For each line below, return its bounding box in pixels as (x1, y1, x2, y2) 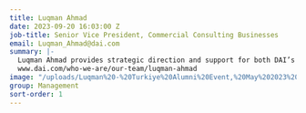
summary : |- (9, 47, 55, 56)
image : (9, 73, 35, 82)
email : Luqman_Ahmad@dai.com (9, 38, 120, 48)
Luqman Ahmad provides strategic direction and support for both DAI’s (17, 56, 296, 65)
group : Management (9, 81, 79, 90)
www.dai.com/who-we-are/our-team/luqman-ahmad (17, 65, 198, 74)
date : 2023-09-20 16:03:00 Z (9, 22, 120, 31)
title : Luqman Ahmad (9, 13, 88, 23)
